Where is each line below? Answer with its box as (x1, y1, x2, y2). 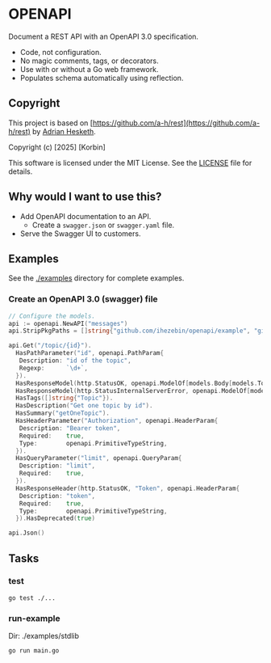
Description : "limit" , (19, 462, 95, 470)
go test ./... (8, 593, 56, 602)
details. (8, 167, 33, 176)
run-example (8, 612, 60, 623)
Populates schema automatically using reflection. (19, 73, 184, 82)
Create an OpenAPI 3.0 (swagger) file (8, 293, 159, 305)
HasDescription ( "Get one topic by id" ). (15, 402, 153, 410)
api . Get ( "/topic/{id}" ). (8, 341, 92, 350)
